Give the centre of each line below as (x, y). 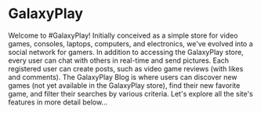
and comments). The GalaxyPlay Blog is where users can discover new (123, 77)
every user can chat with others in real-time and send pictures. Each (119, 60)
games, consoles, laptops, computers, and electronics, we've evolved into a (130, 43)
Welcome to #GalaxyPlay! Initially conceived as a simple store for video (123, 35)
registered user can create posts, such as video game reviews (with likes (126, 68)
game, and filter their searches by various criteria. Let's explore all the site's (130, 93)
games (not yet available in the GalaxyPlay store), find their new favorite (124, 85)
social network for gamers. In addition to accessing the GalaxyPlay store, (126, 52)
